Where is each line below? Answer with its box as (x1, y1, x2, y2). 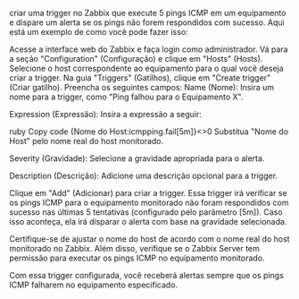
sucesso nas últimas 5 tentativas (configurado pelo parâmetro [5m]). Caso (9, 207, 283, 218)
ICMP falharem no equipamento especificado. (9, 279, 179, 290)
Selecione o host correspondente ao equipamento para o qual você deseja (9, 63, 284, 73)
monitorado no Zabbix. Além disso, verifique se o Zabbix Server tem (9, 243, 261, 253)
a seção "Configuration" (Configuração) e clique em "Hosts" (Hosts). (9, 54, 263, 64)
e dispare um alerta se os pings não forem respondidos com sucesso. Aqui (9, 17, 285, 28)
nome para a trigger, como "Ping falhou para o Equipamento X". (9, 91, 244, 102)
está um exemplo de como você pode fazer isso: (9, 27, 189, 37)
